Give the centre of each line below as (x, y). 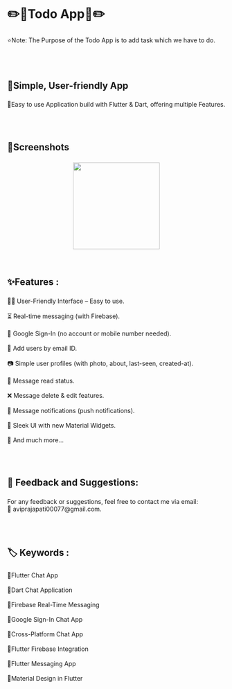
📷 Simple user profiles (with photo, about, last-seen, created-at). (100, 364)
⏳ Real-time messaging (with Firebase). (63, 316)
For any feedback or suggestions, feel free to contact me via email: (103, 502)
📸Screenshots (38, 147)
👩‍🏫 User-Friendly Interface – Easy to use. (66, 301)
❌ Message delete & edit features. (56, 396)
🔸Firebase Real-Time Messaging (53, 604)
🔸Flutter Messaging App (42, 663)
